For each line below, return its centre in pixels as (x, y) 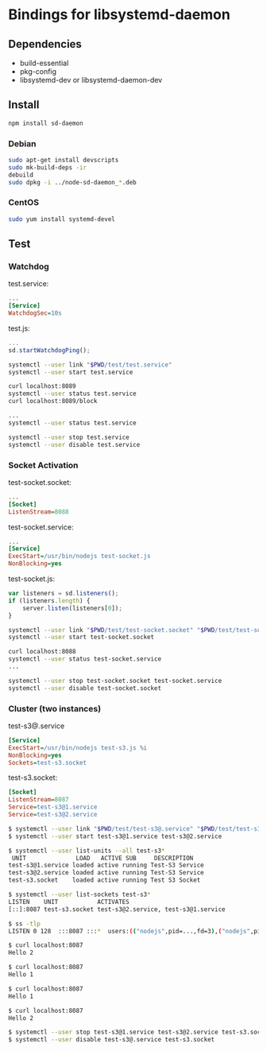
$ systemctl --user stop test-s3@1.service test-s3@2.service (113, 1032)
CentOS (24, 203)
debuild (21, 175)
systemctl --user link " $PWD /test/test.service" (90, 365)
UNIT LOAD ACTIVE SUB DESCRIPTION (103, 858)
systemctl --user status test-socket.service (85, 659)
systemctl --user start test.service (71, 372)
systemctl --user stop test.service (69, 437)
